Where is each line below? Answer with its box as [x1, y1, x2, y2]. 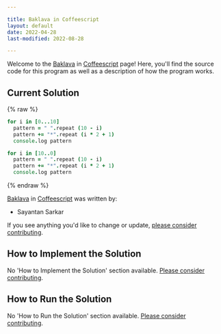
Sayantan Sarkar [16, 208, 64, 216]
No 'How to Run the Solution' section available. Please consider [7, 311, 186, 320]
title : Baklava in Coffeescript [7, 16, 99, 23]
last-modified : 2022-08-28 [7, 35, 84, 42]
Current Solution [7, 87, 80, 99]
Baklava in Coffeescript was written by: [7, 194, 118, 203]
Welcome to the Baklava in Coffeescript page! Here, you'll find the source [7, 60, 214, 68]
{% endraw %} [7, 181, 49, 190]
